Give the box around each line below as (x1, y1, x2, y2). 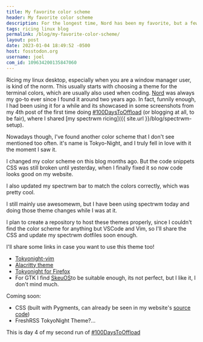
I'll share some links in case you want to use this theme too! (6, 243, 155, 250)
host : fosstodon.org (6, 48, 59, 54)
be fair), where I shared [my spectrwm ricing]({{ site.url (6, 114, 144, 122)
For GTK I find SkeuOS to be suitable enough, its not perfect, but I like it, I (14, 274, 196, 281)
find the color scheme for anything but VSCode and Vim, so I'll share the (6, 225, 187, 232)
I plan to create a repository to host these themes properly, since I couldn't (6, 219, 192, 226)
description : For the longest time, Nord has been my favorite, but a (6, 20, 188, 26)
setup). (6, 121, 24, 128)
